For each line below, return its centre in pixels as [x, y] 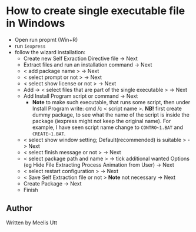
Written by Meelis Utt [32, 223]
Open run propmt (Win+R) [46, 39]
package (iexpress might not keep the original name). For [102, 121]
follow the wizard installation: [50, 52]
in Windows [36, 23]
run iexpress [30, 46]
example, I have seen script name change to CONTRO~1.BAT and [108, 127]
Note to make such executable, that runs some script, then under [111, 102]
